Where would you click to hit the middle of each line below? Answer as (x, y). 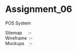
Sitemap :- (18, 32)
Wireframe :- (19, 38)
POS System (18, 23)
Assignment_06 (39, 9)
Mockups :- (19, 43)
